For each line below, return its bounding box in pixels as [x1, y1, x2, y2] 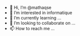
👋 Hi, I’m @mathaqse [9, 5, 52, 10]
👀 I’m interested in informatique [9, 10, 73, 16]
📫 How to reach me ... [9, 26, 55, 31]
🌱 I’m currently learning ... [9, 15, 62, 20]
